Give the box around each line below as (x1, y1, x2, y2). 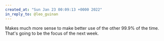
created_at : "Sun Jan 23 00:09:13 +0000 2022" (5, 7, 102, 12)
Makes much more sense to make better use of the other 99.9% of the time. (5, 25, 159, 31)
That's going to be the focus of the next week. (5, 30, 99, 36)
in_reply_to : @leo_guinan (5, 12, 58, 17)
